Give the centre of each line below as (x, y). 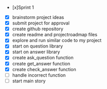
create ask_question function (43, 58)
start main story (29, 81)
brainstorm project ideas (38, 17)
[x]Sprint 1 (23, 7)
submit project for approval (41, 23)
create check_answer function (44, 69)
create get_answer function (41, 63)
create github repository (38, 29)
